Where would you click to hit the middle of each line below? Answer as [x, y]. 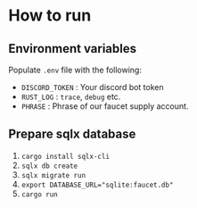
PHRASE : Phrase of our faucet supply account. [105, 106]
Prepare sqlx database [72, 134]
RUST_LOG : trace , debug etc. [71, 96]
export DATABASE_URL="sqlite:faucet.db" [97, 185]
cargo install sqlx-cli [66, 156]
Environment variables [73, 49]
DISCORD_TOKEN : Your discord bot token [92, 87]
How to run [50, 16]
